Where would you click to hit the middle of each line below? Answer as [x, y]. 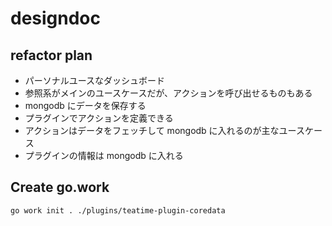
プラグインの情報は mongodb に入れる [104, 155]
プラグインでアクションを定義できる [99, 118]
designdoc [56, 18]
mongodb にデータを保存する [85, 105]
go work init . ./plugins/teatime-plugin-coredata [118, 210]
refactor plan [51, 55]
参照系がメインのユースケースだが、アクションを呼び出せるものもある [168, 93]
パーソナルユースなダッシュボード [95, 80]
